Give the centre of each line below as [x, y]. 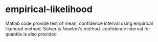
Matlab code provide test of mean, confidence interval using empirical [79, 23]
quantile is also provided [31, 34]
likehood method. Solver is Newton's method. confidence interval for [78, 28]
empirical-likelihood [49, 9]
